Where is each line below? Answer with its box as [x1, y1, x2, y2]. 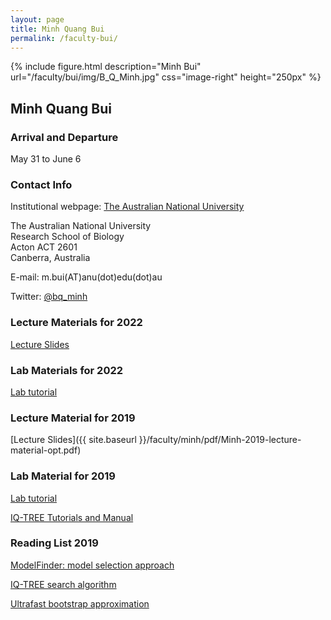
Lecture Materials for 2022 [10, 316, 143, 330]
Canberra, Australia [10, 252, 91, 264]
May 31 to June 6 [10, 153, 82, 165]
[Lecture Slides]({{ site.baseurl [10, 434, 137, 446]
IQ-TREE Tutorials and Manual [10, 511, 134, 523]
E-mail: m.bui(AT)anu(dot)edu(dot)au [10, 271, 163, 283]
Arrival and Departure [10, 130, 119, 144]
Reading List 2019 [10, 536, 99, 550]
